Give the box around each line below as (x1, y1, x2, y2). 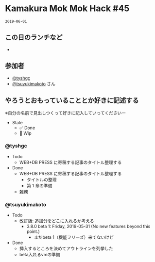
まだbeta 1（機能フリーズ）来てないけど (34, 234, 114, 240)
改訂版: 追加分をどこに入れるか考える (19, 218, 94, 224)
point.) (26, 229, 40, 234)
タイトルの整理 (26, 177, 57, 182)
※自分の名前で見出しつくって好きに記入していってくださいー (5, 110, 126, 116)
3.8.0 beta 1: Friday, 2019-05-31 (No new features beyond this (26, 223, 151, 229)
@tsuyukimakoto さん (12, 81, 56, 86)
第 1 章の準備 (26, 182, 52, 188)
